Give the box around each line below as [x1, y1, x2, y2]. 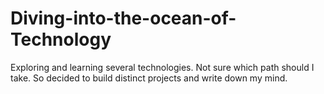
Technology [10, 28, 112, 51]
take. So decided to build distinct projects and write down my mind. [10, 72, 288, 84]
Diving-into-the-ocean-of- [10, 7, 237, 30]
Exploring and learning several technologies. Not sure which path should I [10, 61, 315, 73]
